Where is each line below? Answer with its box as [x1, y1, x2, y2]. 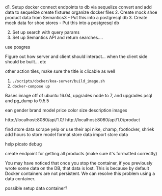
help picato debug [5, 141, 42, 147]
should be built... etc [5, 59, 47, 64]
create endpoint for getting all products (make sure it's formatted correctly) [5, 151, 158, 156]
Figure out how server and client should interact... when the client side [5, 54, 148, 59]
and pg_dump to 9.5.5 [5, 98, 49, 104]
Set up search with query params [12, 29, 80, 35]
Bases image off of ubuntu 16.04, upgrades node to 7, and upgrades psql [5, 93, 153, 98]
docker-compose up [12, 84, 50, 89]
